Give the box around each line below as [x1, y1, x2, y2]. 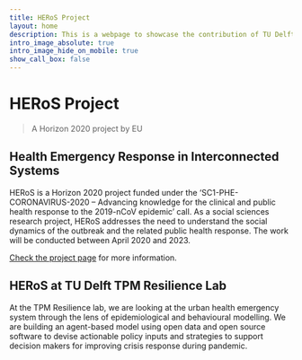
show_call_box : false [9, 55, 91, 64]
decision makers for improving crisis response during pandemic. [9, 340, 248, 351]
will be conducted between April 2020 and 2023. [9, 234, 191, 245]
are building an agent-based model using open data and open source [9, 320, 266, 332]
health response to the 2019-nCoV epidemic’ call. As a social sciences [9, 206, 270, 216]
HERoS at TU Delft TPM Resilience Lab [9, 278, 227, 294]
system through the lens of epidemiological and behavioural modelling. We [9, 312, 286, 322]
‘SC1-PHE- [199, 187, 239, 198]
